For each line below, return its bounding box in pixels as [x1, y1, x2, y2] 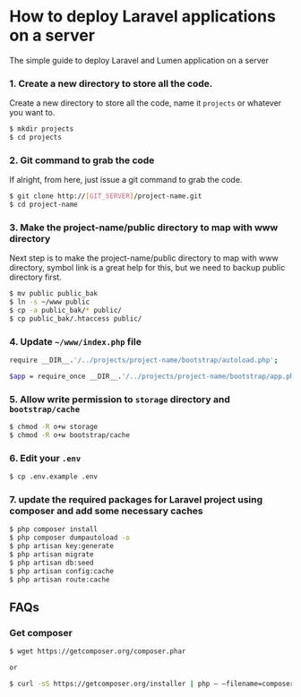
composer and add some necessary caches [9, 504, 203, 517]
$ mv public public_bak [9, 289, 99, 298]
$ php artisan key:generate [9, 542, 115, 551]
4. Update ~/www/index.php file [9, 335, 142, 348]
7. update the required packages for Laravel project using [9, 494, 263, 506]
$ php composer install [9, 525, 99, 534]
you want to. [9, 108, 56, 118]
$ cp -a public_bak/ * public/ [9, 306, 123, 315]
